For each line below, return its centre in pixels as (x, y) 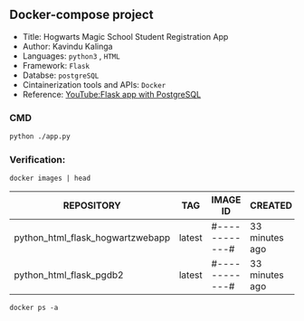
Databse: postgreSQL (61, 75)
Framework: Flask (56, 65)
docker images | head (50, 179)
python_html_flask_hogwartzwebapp (92, 238)
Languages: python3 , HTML (71, 56)
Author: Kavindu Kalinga (67, 46)
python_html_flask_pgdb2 (69, 275)
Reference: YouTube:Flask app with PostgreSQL (112, 94)
